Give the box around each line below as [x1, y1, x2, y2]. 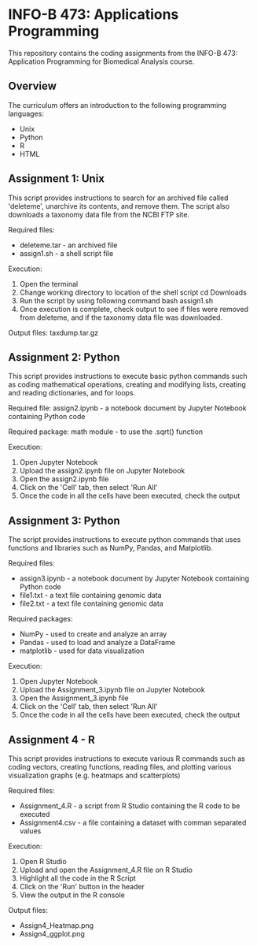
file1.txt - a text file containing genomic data [19, 591, 163, 600]
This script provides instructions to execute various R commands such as [8, 754, 245, 763]
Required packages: [8, 614, 73, 624]
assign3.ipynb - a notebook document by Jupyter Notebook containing [19, 573, 250, 584]
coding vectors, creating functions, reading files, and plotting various [8, 762, 232, 771]
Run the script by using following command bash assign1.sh [19, 295, 214, 305]
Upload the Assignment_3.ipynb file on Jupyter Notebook [19, 685, 206, 695]
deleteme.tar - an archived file [19, 240, 118, 250]
